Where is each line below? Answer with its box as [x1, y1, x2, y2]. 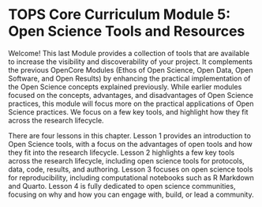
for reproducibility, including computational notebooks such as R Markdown [8, 172, 255, 183]
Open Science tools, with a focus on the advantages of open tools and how [8, 139, 253, 149]
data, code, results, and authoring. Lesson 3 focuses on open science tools [8, 164, 253, 174]
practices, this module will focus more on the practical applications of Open [8, 99, 254, 108]
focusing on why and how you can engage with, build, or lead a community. [8, 190, 254, 199]
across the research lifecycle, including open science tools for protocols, [8, 156, 245, 165]
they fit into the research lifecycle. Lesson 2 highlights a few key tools [8, 148, 235, 157]
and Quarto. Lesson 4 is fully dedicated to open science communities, [8, 181, 236, 190]
